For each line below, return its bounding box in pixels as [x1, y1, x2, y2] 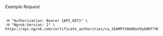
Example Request [5, 4, 40, 9]
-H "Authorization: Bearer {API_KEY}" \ [5, 18, 88, 23]
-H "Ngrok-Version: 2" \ [5, 23, 55, 27]
